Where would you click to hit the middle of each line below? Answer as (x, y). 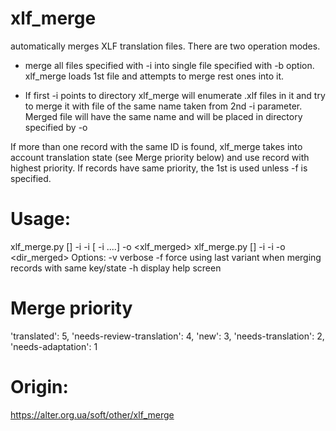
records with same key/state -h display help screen (116, 268)
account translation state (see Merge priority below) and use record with (160, 157)
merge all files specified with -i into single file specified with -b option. (169, 65)
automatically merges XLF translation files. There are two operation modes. (165, 46)
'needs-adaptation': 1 (54, 346)
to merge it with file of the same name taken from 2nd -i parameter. (163, 106)
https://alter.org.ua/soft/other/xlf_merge (92, 414)
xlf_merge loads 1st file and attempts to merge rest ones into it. (154, 76)
